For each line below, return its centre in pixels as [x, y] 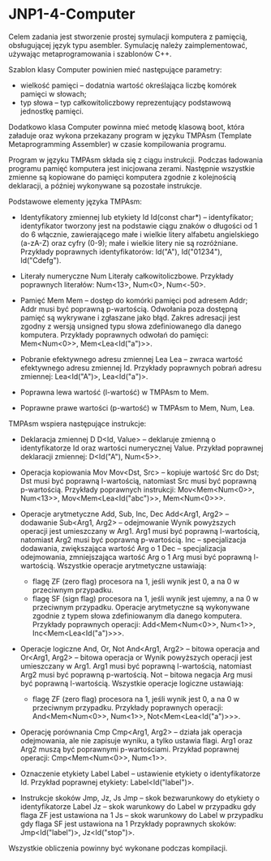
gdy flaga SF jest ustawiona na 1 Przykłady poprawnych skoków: [128, 824]
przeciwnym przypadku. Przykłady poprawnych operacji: [127, 708]
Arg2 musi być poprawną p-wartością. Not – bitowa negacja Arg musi [136, 674]
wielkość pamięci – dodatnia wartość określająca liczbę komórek [128, 85]
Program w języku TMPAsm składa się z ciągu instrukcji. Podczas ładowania [136, 160]
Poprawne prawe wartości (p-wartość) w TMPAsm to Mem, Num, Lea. [138, 407]
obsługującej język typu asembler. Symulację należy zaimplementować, [128, 45]
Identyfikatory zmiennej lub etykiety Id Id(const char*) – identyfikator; [137, 217]
